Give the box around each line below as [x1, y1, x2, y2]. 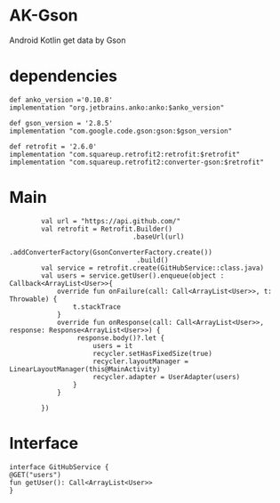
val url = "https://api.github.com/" [41, 216, 180, 225]
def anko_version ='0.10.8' [9, 95, 114, 104]
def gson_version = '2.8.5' [9, 118, 114, 127]
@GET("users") [9, 470, 62, 479]
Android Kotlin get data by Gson [9, 35, 126, 45]
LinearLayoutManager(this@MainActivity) [9, 364, 162, 374]
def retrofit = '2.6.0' [9, 142, 98, 151]
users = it [92, 341, 133, 350]
